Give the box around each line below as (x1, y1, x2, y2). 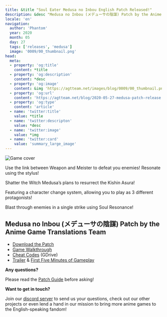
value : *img (14, 132, 39, 137)
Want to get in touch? (5, 286, 51, 292)
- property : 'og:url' (9, 91, 55, 96)
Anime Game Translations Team (5, 228, 106, 236)
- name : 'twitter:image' (9, 127, 61, 132)
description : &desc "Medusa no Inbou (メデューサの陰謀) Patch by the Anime (5, 12, 162, 17)
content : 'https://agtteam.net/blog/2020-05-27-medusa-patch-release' (14, 95, 164, 100)
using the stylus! (5, 170, 39, 176)
